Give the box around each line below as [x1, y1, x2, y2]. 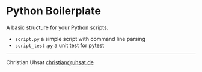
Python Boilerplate [6, 4, 101, 18]
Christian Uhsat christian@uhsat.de [6, 58, 94, 66]
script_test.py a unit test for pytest [14, 42, 105, 49]
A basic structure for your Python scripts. [6, 24, 109, 31]
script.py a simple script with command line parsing [14, 35, 146, 42]
